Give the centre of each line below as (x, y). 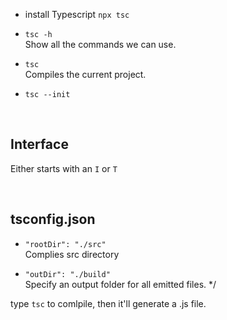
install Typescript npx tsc (77, 14)
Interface (39, 144)
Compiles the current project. (85, 74)
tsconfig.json (53, 219)
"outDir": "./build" (67, 274)
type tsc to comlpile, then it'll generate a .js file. (108, 303)
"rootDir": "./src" (65, 244)
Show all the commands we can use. (100, 44)
